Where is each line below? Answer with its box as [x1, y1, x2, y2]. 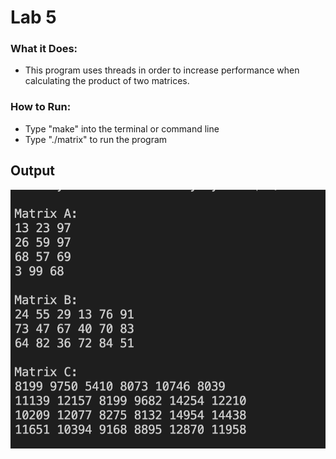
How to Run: [10, 100, 72, 114]
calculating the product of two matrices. [24, 75, 190, 87]
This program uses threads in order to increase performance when [24, 64, 300, 76]
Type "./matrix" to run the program [24, 133, 168, 145]
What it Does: [10, 42, 78, 56]
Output [10, 162, 55, 180]
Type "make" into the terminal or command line [24, 122, 220, 135]
